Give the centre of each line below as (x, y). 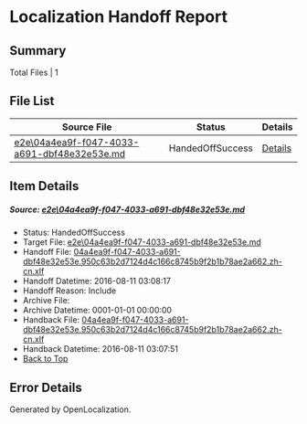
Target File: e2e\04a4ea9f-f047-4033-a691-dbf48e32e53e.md (142, 242)
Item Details (44, 186)
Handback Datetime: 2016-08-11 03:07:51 (101, 349)
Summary (38, 51)
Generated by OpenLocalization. (70, 409)
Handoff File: (47, 252)
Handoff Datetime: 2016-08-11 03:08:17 (97, 281)
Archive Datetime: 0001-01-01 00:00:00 (97, 310)
